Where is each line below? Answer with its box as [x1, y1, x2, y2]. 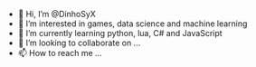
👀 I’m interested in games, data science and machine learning [17, 18, 248, 29]
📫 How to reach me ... [17, 48, 102, 58]
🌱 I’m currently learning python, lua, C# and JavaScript [17, 28, 223, 38]
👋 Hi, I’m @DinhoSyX [17, 9, 97, 19]
